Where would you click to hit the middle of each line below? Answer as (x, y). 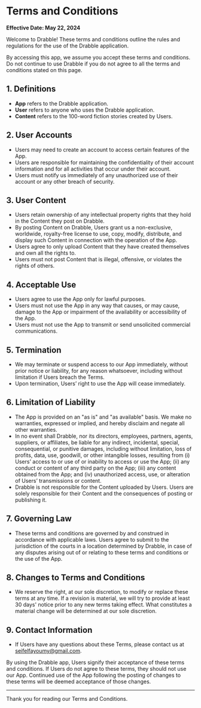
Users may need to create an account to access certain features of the (102, 150)
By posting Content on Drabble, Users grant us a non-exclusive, (93, 228)
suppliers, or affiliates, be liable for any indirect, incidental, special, (97, 442)
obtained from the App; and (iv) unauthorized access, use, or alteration (102, 474)
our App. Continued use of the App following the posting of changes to (94, 675)
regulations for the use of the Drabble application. (68, 46)
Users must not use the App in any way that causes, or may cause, (97, 306)
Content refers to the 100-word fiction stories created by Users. (94, 116)
